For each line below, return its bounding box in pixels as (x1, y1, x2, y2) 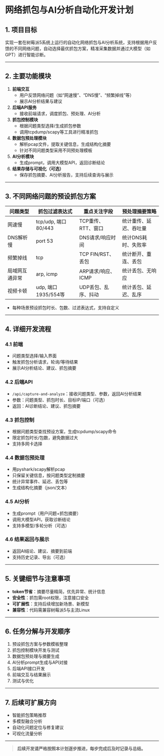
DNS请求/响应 (79, 234, 111, 241)
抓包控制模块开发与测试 (12, 647, 60, 653)
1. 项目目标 (5, 26, 38, 34)
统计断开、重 (122, 251, 152, 258)
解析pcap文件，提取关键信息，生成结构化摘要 (19, 141, 111, 147)
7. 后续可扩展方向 (5, 698, 57, 706)
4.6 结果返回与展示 (5, 536, 50, 543)
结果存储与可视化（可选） (12, 165, 64, 172)
